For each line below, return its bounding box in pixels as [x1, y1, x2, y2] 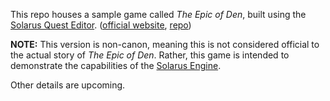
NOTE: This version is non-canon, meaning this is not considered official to [10, 39, 320, 50]
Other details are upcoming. [10, 79, 126, 91]
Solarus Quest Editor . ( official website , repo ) [10, 19, 192, 31]
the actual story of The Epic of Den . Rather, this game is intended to [10, 49, 290, 61]
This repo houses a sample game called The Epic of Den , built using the [10, 9, 307, 20]
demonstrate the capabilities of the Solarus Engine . [10, 60, 222, 71]
